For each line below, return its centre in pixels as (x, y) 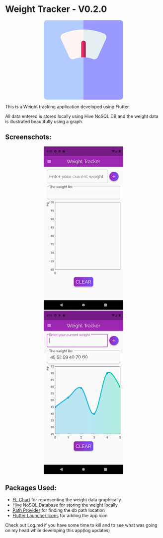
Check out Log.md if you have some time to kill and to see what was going (81, 525)
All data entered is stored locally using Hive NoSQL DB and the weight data (82, 116)
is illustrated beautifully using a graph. (44, 121)
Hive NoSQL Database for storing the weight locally (65, 505)
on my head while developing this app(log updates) (58, 531)
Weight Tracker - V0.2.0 (56, 9)
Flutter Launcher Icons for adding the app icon (60, 516)
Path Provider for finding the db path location (59, 510)
